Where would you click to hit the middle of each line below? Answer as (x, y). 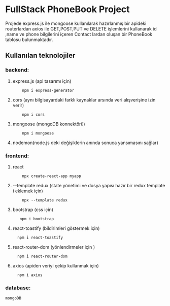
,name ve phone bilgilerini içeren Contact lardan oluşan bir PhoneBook (79, 34)
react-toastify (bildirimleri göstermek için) (56, 228)
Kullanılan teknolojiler (40, 56)
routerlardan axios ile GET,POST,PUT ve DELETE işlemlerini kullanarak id (81, 28)
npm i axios (30, 275)
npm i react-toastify (40, 237)
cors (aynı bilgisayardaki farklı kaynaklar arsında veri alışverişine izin (84, 99)
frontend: (17, 156)
